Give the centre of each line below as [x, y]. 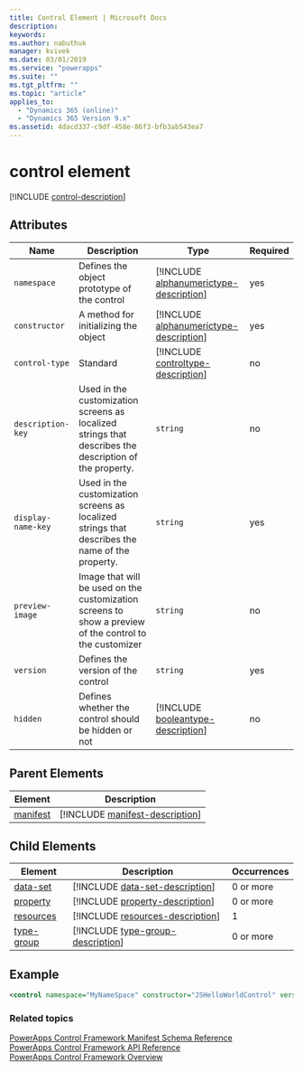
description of [108, 456]
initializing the [108, 325]
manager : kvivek [40, 52]
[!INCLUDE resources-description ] [146, 916]
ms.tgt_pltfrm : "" [44, 85]
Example [34, 974]
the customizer [110, 644]
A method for [106, 315]
